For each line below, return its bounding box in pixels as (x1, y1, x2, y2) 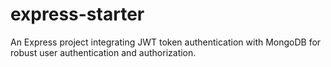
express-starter (10, 3, 145, 26)
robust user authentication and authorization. (10, 46, 197, 58)
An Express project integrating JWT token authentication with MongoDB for (10, 36, 322, 48)
